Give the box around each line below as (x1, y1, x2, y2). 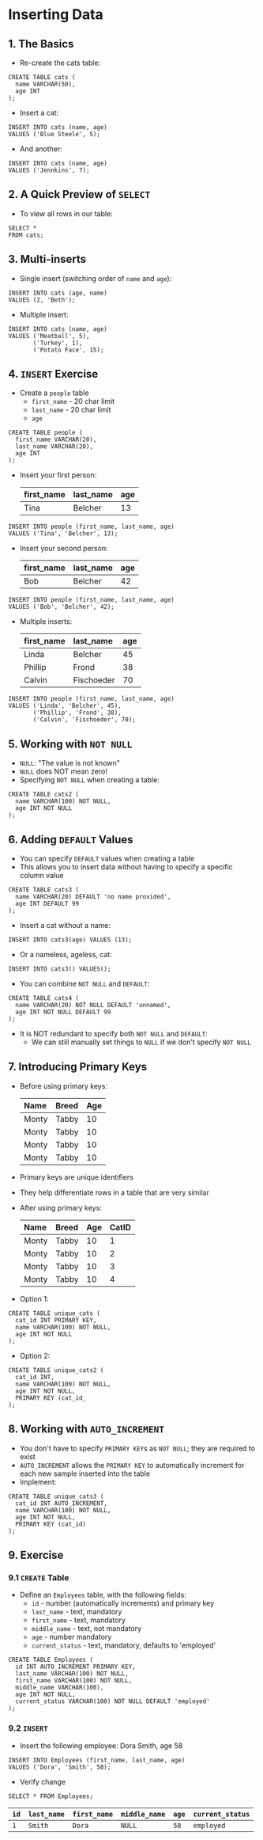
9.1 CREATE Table (8, 1572, 70, 1583)
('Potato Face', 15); (32, 346, 104, 354)
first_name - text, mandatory (31, 1615, 126, 1625)
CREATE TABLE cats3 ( (8, 886, 80, 894)
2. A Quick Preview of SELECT (8, 188, 151, 201)
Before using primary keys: (19, 1081, 108, 1090)
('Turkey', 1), (32, 339, 83, 347)
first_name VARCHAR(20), (15, 435, 97, 444)
